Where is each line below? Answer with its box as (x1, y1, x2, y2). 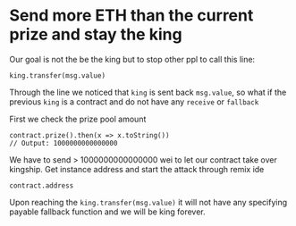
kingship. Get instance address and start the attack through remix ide (9, 163, 265, 174)
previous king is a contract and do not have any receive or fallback (9, 96, 259, 107)
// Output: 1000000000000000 (9, 138, 118, 147)
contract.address (9, 180, 74, 190)
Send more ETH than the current (9, 5, 254, 26)
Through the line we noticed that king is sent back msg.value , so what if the (9, 87, 287, 97)
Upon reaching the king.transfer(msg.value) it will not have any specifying (9, 197, 288, 207)
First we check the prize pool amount (9, 113, 147, 124)
